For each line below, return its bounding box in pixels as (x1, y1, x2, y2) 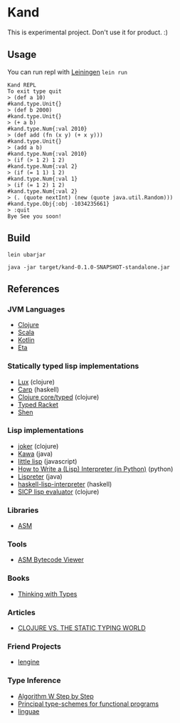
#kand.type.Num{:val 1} (7, 175, 78, 182)
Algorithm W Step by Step (17, 692, 94, 700)
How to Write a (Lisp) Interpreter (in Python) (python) (17, 464, 174, 473)
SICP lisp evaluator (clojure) (17, 487, 100, 496)
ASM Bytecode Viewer (17, 555, 84, 564)
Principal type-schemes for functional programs (17, 699, 159, 708)
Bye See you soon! (7, 212, 62, 220)
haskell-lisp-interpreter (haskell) (17, 479, 112, 488)
